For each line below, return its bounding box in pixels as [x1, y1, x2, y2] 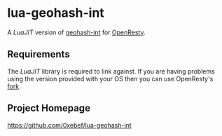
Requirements [7, 48, 70, 60]
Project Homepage [7, 102, 91, 114]
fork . [7, 82, 21, 90]
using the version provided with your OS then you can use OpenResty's [7, 74, 214, 83]
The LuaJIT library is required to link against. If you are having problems [7, 67, 215, 75]
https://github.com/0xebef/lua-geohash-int [7, 121, 132, 129]
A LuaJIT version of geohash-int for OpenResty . [7, 28, 146, 36]
